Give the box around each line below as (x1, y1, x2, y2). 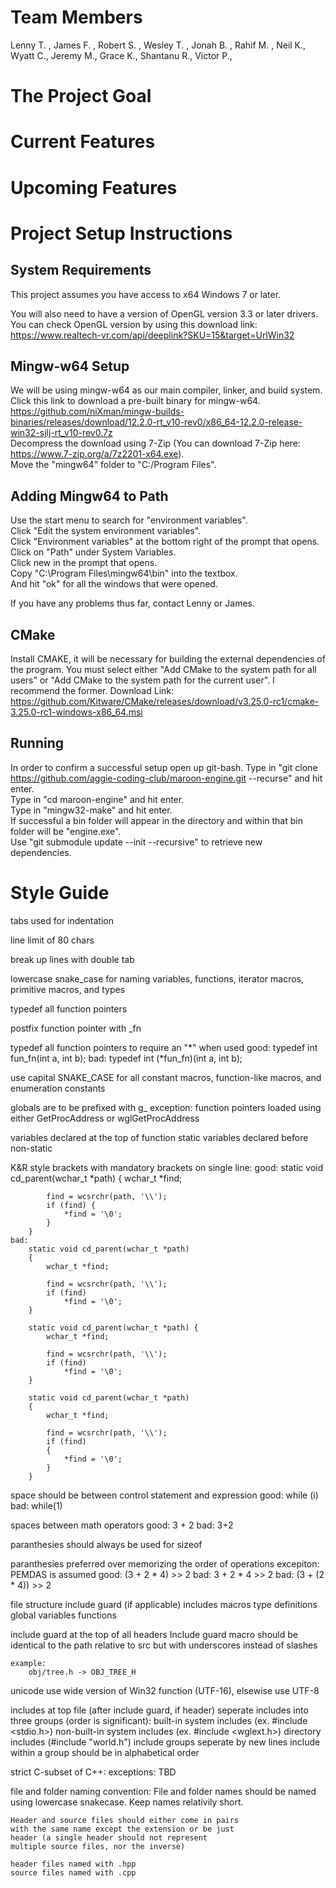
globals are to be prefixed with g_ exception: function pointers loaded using (10, 1101, 322, 1113)
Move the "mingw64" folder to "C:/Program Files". (10, 459, 217, 471)
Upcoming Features (10, 176, 178, 199)
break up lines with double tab (10, 953, 135, 965)
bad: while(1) (10, 1499, 63, 1511)
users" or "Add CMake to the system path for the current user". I (10, 674, 275, 686)
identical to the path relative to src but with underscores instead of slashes (10, 1639, 318, 1651)
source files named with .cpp (10, 1867, 137, 1878)
